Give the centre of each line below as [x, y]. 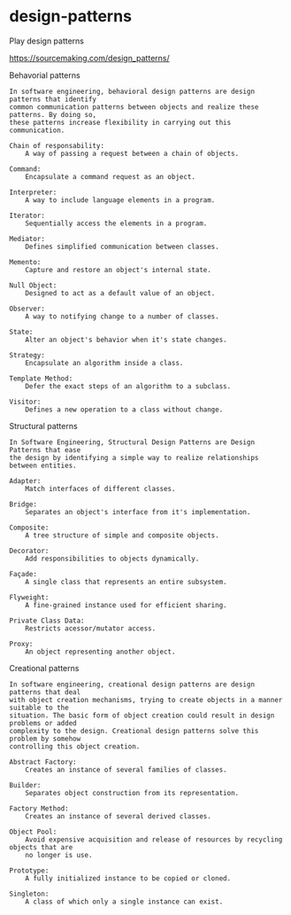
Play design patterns [47, 41]
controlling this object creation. [75, 747]
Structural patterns [43, 426]
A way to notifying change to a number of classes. [122, 317]
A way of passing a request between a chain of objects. [132, 153]
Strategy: [27, 355]
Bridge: [23, 504]
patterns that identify [53, 99]
